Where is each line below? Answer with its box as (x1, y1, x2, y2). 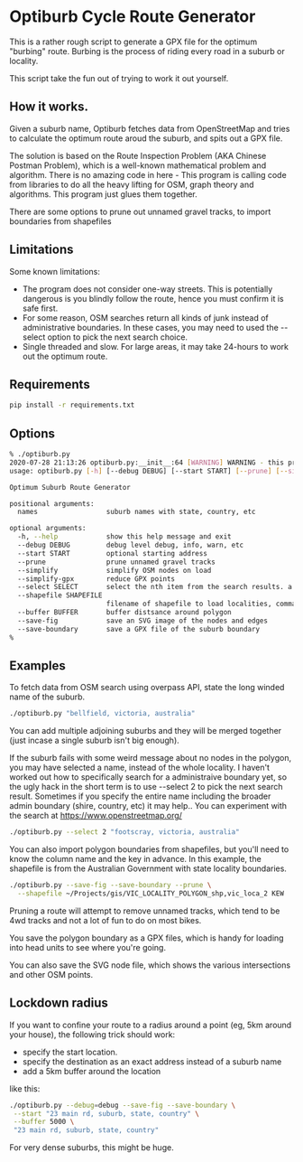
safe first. (22, 303, 59, 314)
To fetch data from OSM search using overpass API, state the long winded (9, 682, 285, 693)
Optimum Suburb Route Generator (9, 483, 131, 492)
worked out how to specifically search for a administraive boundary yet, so (9, 772, 287, 782)
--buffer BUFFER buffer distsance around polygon (17, 608, 232, 617)
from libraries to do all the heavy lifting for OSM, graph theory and (9, 179, 254, 190)
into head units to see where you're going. (9, 942, 167, 952)
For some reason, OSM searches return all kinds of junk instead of (22, 312, 269, 323)
